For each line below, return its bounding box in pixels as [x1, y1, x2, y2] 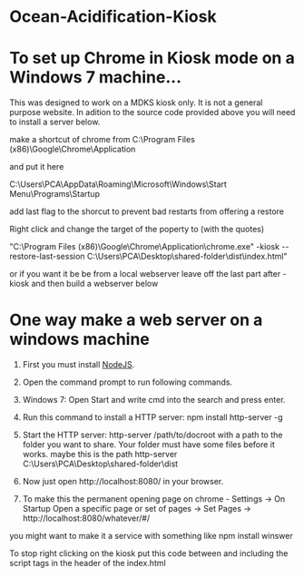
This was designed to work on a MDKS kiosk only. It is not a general [9, 97, 263, 108]
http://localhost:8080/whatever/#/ [22, 513, 151, 523]
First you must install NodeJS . [22, 359, 135, 370]
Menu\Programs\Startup [9, 189, 100, 200]
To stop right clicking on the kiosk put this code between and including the [9, 548, 289, 559]
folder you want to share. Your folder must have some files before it [22, 439, 275, 450]
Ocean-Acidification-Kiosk [9, 6, 217, 27]
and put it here [9, 161, 64, 172]
